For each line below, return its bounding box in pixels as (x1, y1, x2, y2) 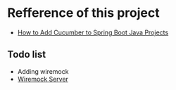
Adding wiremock (17, 67, 69, 75)
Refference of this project (7, 5, 160, 21)
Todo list (7, 49, 46, 60)
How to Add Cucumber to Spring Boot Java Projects (17, 28, 169, 37)
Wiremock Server (17, 75, 69, 83)
